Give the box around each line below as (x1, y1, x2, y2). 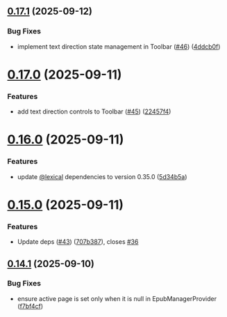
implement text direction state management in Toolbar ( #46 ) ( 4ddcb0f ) (17, 42, 221, 51)
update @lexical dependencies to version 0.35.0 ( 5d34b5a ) (17, 172, 187, 180)
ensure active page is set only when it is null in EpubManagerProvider (17, 294, 217, 302)
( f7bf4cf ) (17, 302, 44, 310)
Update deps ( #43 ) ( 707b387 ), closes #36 (17, 238, 139, 246)
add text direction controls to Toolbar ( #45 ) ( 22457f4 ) (17, 107, 171, 116)
